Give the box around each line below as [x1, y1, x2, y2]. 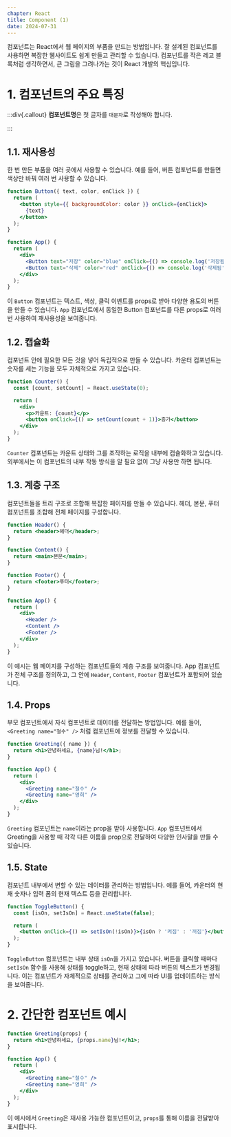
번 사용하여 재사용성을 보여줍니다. [7, 314, 98, 322]
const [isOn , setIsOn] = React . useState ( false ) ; [13, 910, 155, 917]
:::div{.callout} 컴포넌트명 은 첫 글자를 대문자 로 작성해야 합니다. [7, 111, 173, 119]
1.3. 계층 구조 [7, 479, 60, 491]
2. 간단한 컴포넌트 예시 [7, 1007, 127, 1023]
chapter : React [7, 10, 51, 17]
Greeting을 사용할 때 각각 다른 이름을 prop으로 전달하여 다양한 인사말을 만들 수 [7, 833, 219, 841]
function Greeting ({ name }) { [7, 741, 97, 748]
